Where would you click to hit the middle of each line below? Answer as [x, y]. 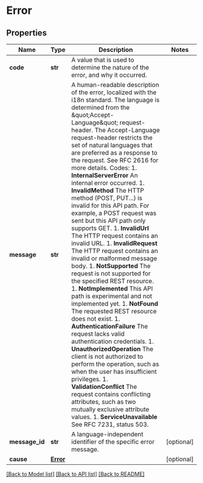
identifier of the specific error [113, 442]
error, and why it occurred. [109, 75]
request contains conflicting [111, 394]
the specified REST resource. [113, 281]
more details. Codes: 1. [104, 168]
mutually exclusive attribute [111, 409]
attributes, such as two [104, 402]
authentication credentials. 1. [113, 341]
